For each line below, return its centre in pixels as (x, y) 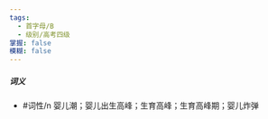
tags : (19, 18)
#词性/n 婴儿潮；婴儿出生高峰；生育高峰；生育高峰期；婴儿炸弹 (140, 105)
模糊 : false (30, 51)
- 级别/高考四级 (44, 34)
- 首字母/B (36, 26)
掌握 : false (30, 43)
